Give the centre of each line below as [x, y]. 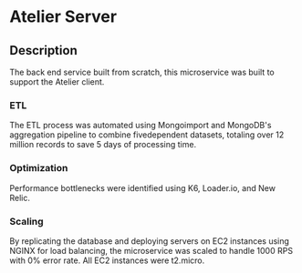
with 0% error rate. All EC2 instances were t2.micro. [107, 260]
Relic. [20, 197]
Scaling [26, 221]
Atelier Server [63, 17]
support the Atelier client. [57, 82]
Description [43, 51]
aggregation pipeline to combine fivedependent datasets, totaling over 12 [147, 135]
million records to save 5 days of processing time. [103, 145]
